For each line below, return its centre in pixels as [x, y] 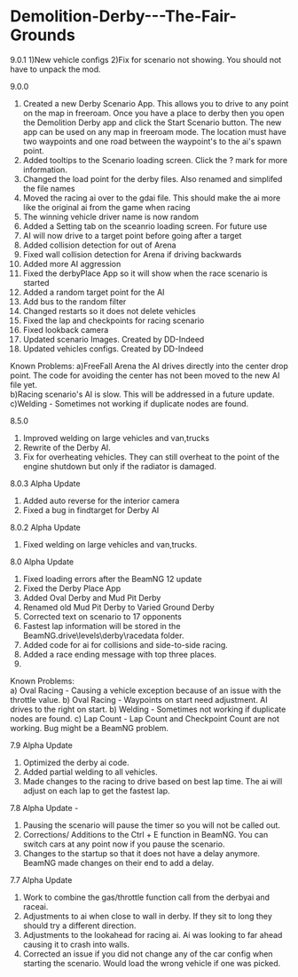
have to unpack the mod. [55, 69]
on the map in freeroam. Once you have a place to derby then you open [153, 113]
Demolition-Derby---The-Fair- [124, 16]
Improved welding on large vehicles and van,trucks [116, 437]
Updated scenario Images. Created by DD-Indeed [114, 339]
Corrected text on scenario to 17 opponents [102, 616]
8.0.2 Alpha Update [45, 527]
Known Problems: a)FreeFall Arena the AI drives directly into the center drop [149, 366]
